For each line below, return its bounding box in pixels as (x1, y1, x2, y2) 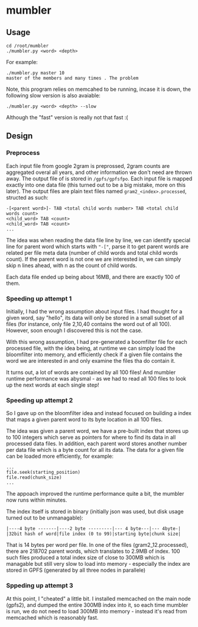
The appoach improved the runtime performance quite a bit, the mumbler (6, 490, 184, 498)
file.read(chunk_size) (6, 474, 62, 481)
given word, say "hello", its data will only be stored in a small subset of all (6, 314, 184, 321)
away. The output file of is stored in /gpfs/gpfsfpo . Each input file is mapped (6, 175, 193, 182)
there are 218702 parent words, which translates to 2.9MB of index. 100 (6, 547, 180, 555)
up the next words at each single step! (6, 381, 99, 388)
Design (6, 131, 33, 141)
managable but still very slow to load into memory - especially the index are (6, 560, 190, 568)
